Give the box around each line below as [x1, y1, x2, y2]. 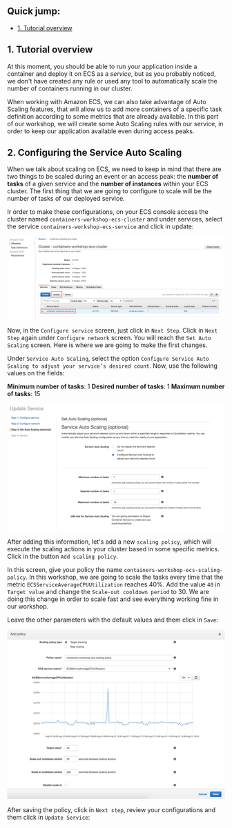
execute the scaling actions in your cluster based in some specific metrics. [7, 545, 220, 553]
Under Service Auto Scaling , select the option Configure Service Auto [7, 355, 209, 363]
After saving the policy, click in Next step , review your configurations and [7, 806, 216, 814]
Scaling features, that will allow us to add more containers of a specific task [7, 105, 222, 113]
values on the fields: [7, 369, 65, 377]
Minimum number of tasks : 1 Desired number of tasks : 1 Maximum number [7, 382, 225, 391]
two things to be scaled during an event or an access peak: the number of [7, 172, 219, 181]
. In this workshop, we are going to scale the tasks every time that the [25, 573, 224, 582]
